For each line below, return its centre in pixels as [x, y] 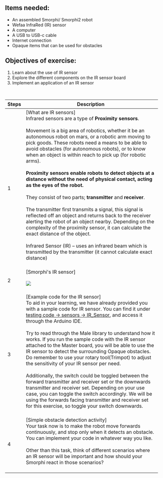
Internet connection [32, 40]
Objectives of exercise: [41, 61]
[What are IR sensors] [51, 112]
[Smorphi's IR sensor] [51, 272]
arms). [33, 161]
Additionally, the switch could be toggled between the [87, 376]
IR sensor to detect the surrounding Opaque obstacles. [88, 351]
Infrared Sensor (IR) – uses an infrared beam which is [87, 246]
